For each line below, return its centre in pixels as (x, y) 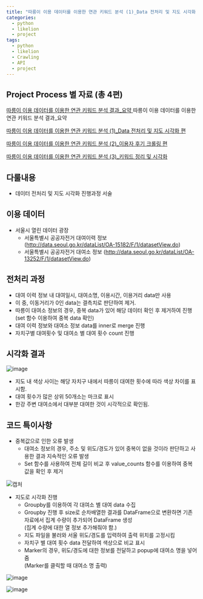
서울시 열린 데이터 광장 (42, 230)
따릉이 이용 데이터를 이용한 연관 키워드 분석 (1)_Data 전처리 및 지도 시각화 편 (96, 131)
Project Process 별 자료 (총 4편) (65, 94)
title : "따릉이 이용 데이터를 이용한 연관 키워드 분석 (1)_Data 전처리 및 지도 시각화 (101, 12)
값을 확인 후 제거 (44, 471)
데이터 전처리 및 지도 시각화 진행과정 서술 (64, 193)
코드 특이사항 (29, 425)
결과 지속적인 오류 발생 (62, 456)
